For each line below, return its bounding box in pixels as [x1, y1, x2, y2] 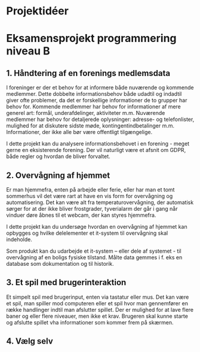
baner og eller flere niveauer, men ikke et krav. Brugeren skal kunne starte [6, 312, 188, 320]
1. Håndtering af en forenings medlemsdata [6, 68, 171, 78]
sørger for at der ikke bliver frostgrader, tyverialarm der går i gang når [6, 205, 178, 212]
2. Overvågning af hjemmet [6, 170, 110, 180]
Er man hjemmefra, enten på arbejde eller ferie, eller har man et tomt [6, 186, 175, 193]
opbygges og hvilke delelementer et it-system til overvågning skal [6, 229, 168, 236]
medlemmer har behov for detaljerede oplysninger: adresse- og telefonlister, [6, 116, 195, 123]
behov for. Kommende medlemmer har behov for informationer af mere [6, 103, 181, 110]
